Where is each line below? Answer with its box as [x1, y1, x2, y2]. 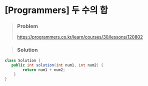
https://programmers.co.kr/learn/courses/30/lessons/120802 [16, 34, 143, 40]
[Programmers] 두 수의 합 [4, 4, 108, 16]
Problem [16, 23, 38, 30]
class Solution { [4, 58, 41, 63]
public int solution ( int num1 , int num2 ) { [11, 62, 103, 67]
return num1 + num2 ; [22, 67, 65, 72]
